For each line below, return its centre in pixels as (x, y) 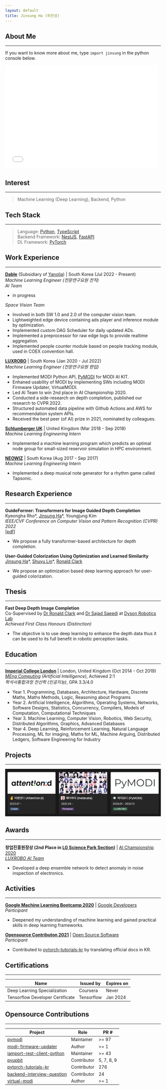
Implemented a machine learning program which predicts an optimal (82, 443)
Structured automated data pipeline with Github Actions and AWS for (82, 408)
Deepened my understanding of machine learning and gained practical (84, 920)
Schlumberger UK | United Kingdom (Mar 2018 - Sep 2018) (65, 428)
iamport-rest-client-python (36, 1053)
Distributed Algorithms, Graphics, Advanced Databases (68, 724)
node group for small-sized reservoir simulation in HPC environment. (82, 448)
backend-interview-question (37, 1074)
